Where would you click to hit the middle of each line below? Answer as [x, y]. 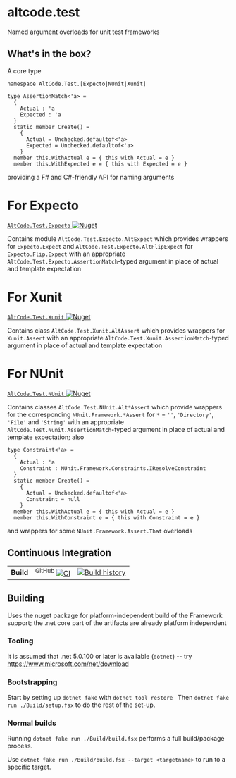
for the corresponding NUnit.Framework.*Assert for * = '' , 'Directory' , [111, 414]
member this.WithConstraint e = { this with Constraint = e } [107, 518]
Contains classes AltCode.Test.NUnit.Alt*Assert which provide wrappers [115, 407]
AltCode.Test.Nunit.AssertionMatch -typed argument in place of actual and [116, 429]
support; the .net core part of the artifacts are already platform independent [117, 623]
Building [26, 599]
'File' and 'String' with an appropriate [66, 422]
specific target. [29, 767]
